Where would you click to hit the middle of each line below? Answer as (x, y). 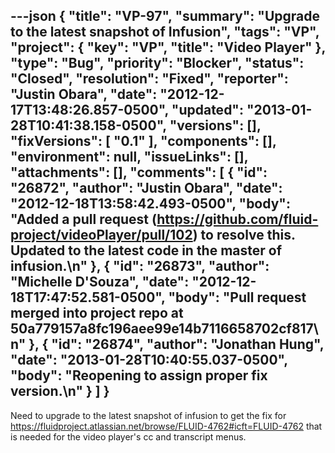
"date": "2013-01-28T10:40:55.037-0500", (149, 360)
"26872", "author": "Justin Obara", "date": (146, 188)
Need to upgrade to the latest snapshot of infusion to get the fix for (148, 415)
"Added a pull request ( (84, 219)
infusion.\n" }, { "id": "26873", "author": (140, 266)
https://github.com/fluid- (237, 219)
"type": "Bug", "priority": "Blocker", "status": (157, 63)
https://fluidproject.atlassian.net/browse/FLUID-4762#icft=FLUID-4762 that (166, 426)
